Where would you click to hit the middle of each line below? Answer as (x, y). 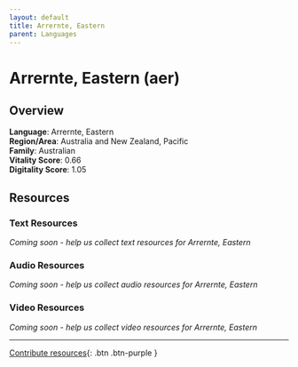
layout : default (39, 17)
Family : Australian (42, 151)
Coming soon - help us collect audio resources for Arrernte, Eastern (133, 284)
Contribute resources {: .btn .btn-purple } (83, 353)
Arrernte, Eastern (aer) (94, 78)
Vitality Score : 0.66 (45, 160)
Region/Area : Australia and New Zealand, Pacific (99, 141)
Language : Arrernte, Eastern (62, 132)
